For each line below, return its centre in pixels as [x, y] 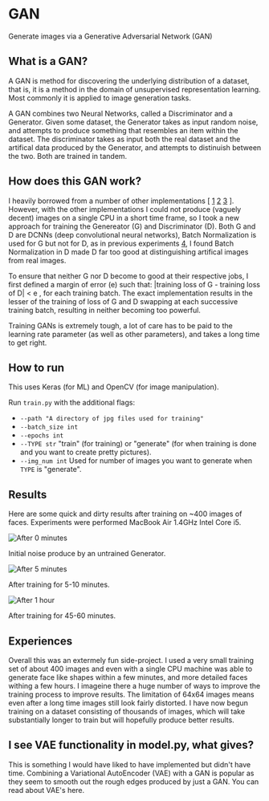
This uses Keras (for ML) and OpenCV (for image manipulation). [114, 387]
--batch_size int [49, 427]
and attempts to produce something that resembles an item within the [123, 130]
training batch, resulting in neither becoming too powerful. [104, 310]
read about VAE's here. [47, 790]
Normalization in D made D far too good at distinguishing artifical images [128, 252]
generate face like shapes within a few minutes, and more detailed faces [128, 677]
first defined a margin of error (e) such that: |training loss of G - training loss [134, 284]
